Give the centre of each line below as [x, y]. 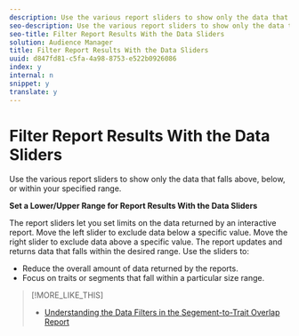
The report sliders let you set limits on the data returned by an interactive [143, 223]
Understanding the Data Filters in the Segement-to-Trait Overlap [162, 313]
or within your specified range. [65, 188]
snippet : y [29, 84]
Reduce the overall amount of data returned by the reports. [130, 268]
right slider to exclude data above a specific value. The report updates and [146, 242]
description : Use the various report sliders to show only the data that [149, 17]
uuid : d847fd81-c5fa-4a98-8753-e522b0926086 [93, 59]
